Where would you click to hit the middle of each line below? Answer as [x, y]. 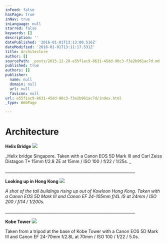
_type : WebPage [21, 103]
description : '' [22, 38]
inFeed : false [20, 10]
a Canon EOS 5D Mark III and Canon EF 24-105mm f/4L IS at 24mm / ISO [81, 196]
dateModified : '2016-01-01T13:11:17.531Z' [50, 47]
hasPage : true [20, 14]
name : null [21, 79]
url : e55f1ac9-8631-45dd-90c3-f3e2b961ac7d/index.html [63, 98]
